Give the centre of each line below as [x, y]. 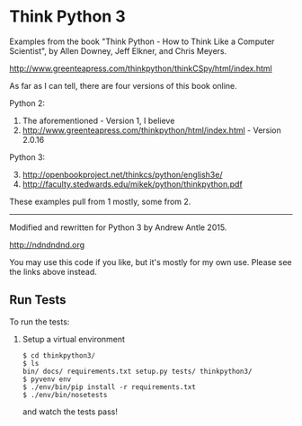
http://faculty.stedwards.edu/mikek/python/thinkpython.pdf [132, 184]
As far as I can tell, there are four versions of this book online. [124, 85]
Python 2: [27, 103]
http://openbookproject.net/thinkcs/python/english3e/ [122, 174]
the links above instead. [53, 271]
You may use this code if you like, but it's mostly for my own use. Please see [151, 262]
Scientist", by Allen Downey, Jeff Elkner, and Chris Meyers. [118, 50]
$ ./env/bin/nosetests [65, 395]
